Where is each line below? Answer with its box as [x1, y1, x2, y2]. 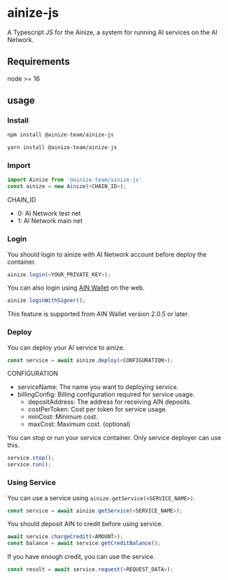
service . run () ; [7, 461, 52, 468]
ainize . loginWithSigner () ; [7, 297, 86, 304]
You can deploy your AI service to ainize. [7, 343, 125, 351]
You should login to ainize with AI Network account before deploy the [7, 250, 207, 258]
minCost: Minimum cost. [27, 413, 98, 421]
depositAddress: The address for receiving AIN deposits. [27, 397, 192, 406]
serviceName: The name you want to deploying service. [17, 383, 179, 391]
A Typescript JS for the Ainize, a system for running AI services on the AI [7, 28, 218, 36]
